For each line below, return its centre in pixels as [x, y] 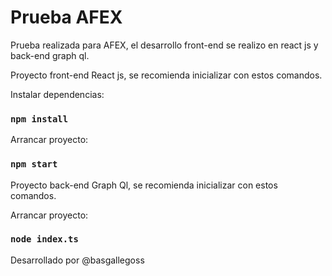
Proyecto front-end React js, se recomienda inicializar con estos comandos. [166, 75]
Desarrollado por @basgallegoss [77, 260]
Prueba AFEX [66, 17]
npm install [39, 119]
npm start [34, 164]
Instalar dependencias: [57, 94]
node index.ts [44, 239]
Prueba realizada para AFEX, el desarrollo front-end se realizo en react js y [164, 45]
